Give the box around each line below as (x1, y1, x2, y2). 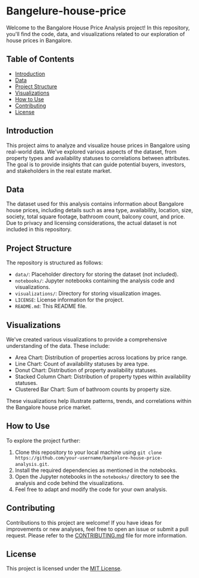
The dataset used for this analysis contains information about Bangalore (6, 200, 184, 207)
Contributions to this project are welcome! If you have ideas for (6, 519, 162, 526)
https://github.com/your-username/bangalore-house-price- (14, 454, 163, 461)
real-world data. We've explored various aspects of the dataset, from (6, 148, 177, 155)
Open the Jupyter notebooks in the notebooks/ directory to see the (14, 472, 180, 480)
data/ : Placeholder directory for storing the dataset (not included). (14, 271, 179, 278)
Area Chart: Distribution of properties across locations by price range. (14, 354, 188, 361)
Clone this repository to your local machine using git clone (14, 448, 162, 456)
